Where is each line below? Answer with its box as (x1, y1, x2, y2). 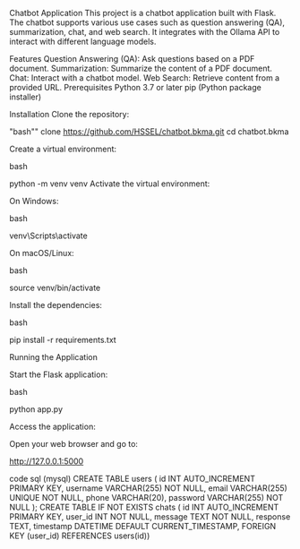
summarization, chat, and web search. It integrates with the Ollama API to (9, 27, 280, 37)
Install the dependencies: (9, 300, 103, 310)
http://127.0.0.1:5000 (9, 456, 84, 467)
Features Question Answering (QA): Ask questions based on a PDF (9, 54, 255, 64)
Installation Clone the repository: (9, 109, 130, 119)
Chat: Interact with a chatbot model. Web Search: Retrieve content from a (9, 73, 280, 83)
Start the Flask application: (9, 369, 108, 380)
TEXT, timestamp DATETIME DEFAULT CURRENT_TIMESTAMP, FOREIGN (9, 521, 277, 531)
